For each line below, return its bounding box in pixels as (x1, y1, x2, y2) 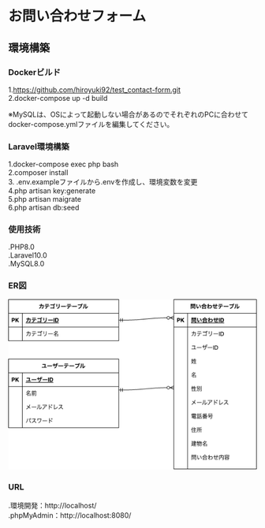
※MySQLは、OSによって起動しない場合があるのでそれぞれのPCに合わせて (8, 110, 248, 119)
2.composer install (8, 168, 69, 177)
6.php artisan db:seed (8, 203, 80, 213)
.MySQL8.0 (8, 259, 45, 269)
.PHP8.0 (8, 242, 35, 252)
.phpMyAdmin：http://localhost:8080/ (8, 510, 132, 520)
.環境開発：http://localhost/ (8, 500, 97, 510)
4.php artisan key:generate (8, 186, 96, 195)
